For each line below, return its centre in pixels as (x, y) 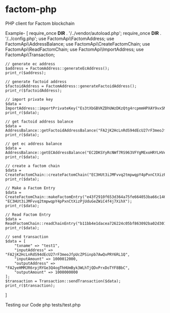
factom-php (31, 9)
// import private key (29, 99)
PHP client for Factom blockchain (40, 23)
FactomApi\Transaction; (30, 55)
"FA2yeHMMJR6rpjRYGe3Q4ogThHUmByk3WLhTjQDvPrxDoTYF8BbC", (68, 268)
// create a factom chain (32, 166)
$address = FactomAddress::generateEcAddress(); (57, 68)
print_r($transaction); (30, 285)
